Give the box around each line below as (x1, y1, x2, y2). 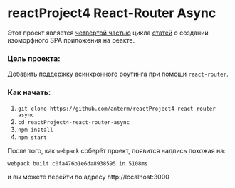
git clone (17, 105, 48, 112)
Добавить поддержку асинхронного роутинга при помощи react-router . (7, 70, 229, 79)
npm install (17, 126, 53, 133)
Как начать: (7, 87, 51, 97)
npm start (17, 133, 48, 141)
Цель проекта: (7, 53, 61, 63)
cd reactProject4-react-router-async (17, 118, 130, 126)
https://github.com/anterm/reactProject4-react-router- (49, 105, 219, 112)
